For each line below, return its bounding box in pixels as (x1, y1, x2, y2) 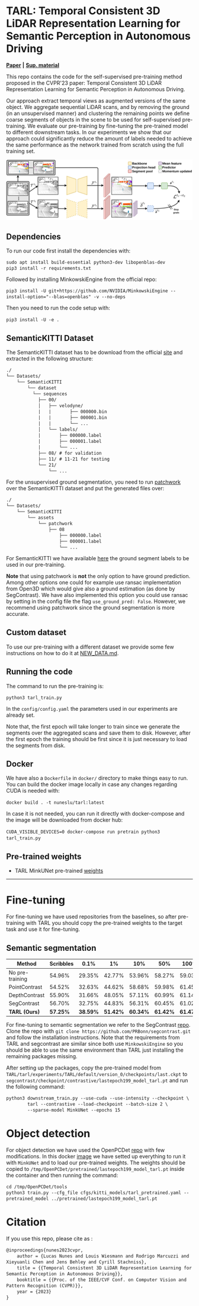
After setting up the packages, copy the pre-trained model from (6, 1064, 162, 1071)
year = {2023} (17, 1289, 52, 1295)
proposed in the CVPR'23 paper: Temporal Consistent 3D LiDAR (6, 79, 162, 87)
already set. (6, 711, 36, 719)
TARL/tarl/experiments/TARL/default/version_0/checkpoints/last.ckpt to (6, 1071, 188, 1078)
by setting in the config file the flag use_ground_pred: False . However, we (6, 598, 185, 605)
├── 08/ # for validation (37, 450, 102, 456)
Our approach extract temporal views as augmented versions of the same (6, 97, 186, 104)
